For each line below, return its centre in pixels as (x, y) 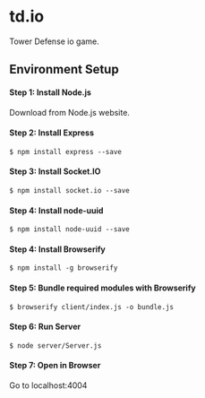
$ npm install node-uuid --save (69, 229)
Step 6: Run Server (45, 327)
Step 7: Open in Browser (55, 366)
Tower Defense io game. (55, 41)
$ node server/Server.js (56, 346)
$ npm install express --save (66, 151)
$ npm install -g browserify (64, 268)
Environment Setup (64, 69)
